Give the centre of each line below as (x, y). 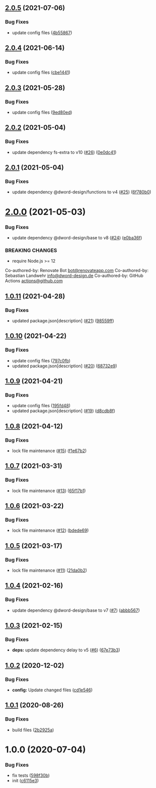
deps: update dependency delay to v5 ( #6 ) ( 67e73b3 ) (66, 650)
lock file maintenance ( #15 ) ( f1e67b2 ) (49, 451)
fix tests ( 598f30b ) (31, 775)
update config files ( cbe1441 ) (41, 72)
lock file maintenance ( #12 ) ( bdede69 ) (50, 530)
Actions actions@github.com (34, 281)
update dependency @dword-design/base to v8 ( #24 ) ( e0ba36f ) (77, 238)
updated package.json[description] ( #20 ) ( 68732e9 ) (65, 366)
